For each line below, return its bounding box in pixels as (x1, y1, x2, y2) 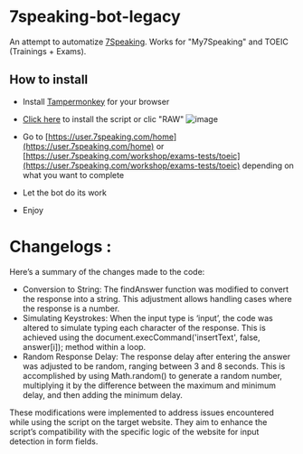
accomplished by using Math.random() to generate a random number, (22, 370, 283, 381)
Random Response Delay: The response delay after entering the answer (22, 351, 291, 362)
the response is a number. (22, 303, 120, 314)
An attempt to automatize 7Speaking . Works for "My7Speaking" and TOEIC (9, 36, 289, 47)
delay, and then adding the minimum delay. (22, 389, 183, 400)
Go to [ (22, 131, 49, 142)
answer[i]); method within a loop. (22, 341, 147, 352)
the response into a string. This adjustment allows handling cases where (22, 293, 292, 304)
